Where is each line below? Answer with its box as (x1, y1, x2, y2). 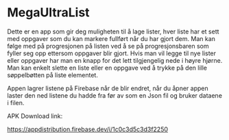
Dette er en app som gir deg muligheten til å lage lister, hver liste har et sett (7, 27, 219, 36)
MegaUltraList (7, 5, 91, 20)
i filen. (7, 98, 25, 107)
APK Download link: (7, 111, 63, 120)
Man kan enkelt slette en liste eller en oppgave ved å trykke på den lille (7, 64, 208, 72)
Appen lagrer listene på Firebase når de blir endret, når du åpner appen (7, 84, 208, 92)
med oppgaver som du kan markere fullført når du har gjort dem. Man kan (7, 34, 216, 42)
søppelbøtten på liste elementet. (7, 70, 98, 79)
